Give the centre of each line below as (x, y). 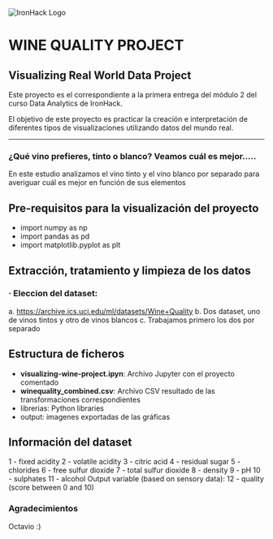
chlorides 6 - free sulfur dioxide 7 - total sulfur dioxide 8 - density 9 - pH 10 (135, 470)
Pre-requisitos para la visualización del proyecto (134, 208)
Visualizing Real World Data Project (100, 75)
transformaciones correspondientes (80, 399)
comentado (39, 382)
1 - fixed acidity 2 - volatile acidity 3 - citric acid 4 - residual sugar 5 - (125, 462)
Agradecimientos (43, 509)
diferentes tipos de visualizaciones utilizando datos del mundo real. (121, 127)
